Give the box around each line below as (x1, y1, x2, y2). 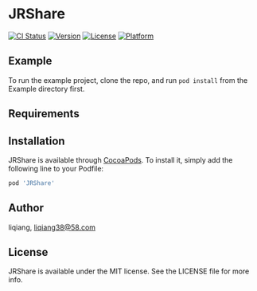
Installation (8, 134, 65, 147)
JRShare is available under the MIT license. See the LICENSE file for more (8, 266, 250, 276)
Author (8, 201, 44, 215)
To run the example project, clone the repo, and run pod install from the (8, 75, 248, 85)
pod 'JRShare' (8, 179, 56, 187)
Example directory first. (8, 84, 85, 93)
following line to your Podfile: (8, 163, 104, 173)
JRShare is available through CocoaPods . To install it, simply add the (8, 155, 233, 164)
